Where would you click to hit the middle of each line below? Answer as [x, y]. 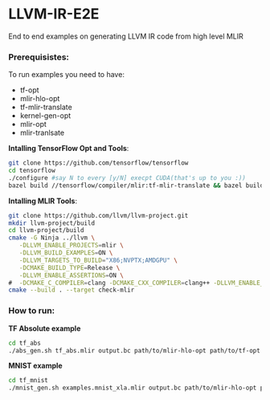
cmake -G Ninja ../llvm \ [51, 238]
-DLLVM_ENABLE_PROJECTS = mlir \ [72, 246]
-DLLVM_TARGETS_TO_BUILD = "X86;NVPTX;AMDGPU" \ [98, 260]
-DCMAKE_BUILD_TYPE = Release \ [70, 267]
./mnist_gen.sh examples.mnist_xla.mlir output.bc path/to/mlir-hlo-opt [133, 388]
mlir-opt [33, 124]
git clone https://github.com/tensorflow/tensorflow [98, 163]
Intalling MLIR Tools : [43, 201]
